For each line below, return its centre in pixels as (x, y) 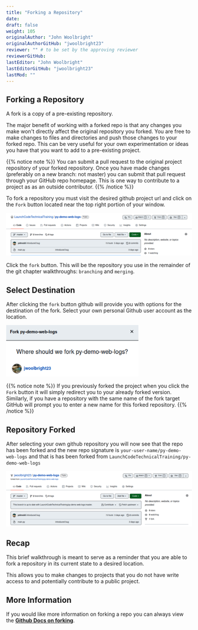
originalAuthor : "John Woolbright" (50, 38)
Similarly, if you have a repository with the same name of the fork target (93, 398)
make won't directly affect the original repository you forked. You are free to (98, 131)
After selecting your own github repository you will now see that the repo (95, 444)
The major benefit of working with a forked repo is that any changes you (94, 125)
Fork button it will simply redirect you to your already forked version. (89, 392)
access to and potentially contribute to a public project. (73, 582)
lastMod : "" (21, 75)
